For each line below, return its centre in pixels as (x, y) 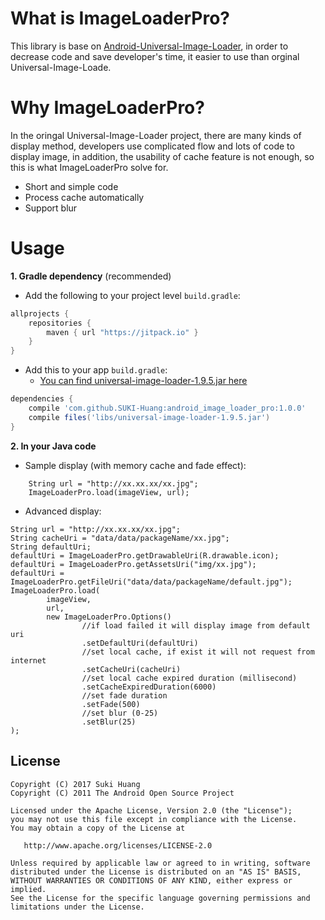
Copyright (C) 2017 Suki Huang (75, 784)
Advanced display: (63, 511)
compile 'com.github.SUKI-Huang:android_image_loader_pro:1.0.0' (167, 408)
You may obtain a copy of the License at (98, 828)
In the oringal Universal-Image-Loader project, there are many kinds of (156, 135)
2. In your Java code (53, 446)
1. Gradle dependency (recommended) (91, 276)
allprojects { (40, 313)
